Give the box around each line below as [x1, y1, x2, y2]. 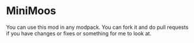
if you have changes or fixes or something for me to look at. [6, 29, 152, 37]
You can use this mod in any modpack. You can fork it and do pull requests [6, 24, 189, 31]
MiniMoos [6, 4, 56, 18]
